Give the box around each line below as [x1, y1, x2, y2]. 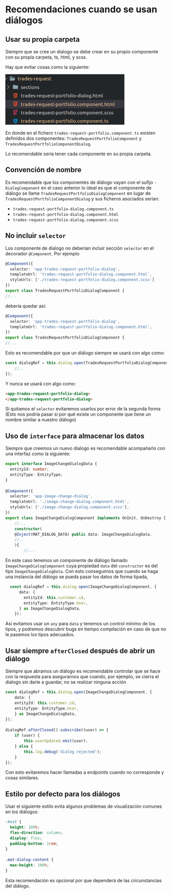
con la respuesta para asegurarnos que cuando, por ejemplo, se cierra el [5, 674, 159, 680]
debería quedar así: [5, 303, 47, 309]
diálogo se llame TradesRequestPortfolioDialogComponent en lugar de [5, 190, 151, 196]
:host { [5, 819, 22, 825]
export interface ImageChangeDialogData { [5, 461, 97, 467]
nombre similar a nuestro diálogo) [5, 417, 76, 423]
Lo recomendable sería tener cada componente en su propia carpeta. [5, 151, 152, 157]
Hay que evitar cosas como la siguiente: [5, 64, 90, 70]
